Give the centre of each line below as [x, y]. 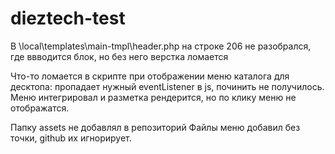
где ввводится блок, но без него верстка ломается [119, 56]
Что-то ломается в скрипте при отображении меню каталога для [150, 76]
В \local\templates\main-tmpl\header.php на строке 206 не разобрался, [161, 46]
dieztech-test [68, 18]
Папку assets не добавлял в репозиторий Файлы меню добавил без [155, 127]
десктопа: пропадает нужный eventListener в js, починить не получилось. [167, 86]
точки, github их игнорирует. [71, 138]
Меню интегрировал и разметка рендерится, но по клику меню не [153, 97]
